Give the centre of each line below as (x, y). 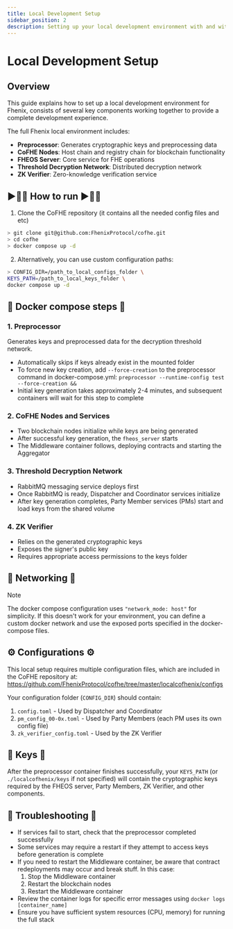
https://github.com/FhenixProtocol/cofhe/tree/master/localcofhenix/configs (115, 684)
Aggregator (34, 453)
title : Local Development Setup (54, 14)
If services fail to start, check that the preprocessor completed (106, 832)
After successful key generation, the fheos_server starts (97, 438)
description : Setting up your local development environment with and (111, 26)
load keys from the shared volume (66, 509)
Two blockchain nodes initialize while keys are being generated (107, 431)
